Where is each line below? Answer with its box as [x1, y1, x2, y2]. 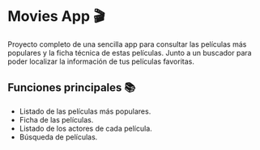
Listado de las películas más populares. [19, 106, 151, 116]
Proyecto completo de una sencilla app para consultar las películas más [7, 39, 247, 49]
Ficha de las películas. [19, 115, 94, 124]
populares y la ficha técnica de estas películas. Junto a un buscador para [7, 48, 252, 57]
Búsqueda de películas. [19, 131, 98, 142]
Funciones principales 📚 [7, 81, 136, 94]
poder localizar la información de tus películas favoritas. [7, 56, 195, 66]
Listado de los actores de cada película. [19, 123, 153, 133]
